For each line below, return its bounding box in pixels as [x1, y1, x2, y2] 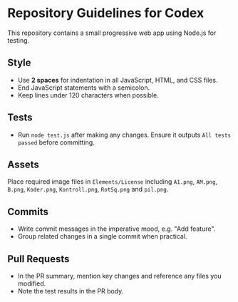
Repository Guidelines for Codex [7, 5, 205, 21]
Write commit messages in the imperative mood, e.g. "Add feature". [17, 224, 216, 233]
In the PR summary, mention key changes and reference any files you [17, 272, 222, 280]
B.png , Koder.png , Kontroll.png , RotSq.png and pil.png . [7, 185, 169, 194]
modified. [17, 279, 46, 288]
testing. [7, 36, 30, 44]
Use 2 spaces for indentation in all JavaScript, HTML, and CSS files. [17, 75, 218, 84]
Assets [7, 158, 39, 170]
